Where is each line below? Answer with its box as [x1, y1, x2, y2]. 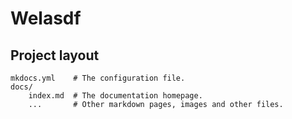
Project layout [10, 47, 100, 64]
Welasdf [10, 7, 82, 30]
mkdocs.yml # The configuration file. [10, 73, 186, 83]
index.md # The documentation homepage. [28, 91, 203, 101]
